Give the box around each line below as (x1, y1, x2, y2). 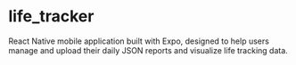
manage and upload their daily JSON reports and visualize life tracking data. (8, 45, 289, 55)
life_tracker (8, 6, 95, 27)
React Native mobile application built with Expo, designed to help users (8, 36, 269, 46)
